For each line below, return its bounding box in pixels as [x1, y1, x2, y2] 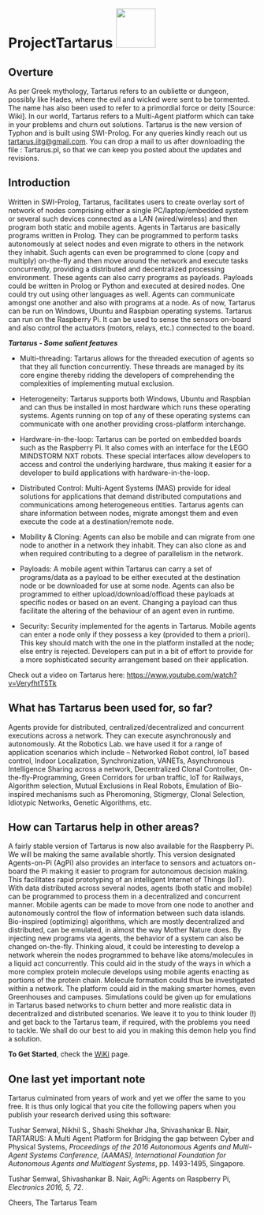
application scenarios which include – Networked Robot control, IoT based [8, 747, 250, 757]
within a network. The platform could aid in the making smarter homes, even [8, 984, 256, 993]
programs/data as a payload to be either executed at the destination [19, 572, 240, 581]
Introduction [8, 176, 71, 189]
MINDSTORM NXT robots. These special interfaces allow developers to [19, 450, 251, 461]
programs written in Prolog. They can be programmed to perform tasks [8, 230, 239, 240]
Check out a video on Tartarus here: [8, 670, 125, 679]
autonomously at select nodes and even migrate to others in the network [8, 239, 244, 249]
